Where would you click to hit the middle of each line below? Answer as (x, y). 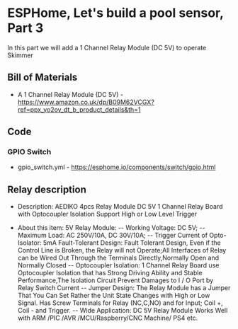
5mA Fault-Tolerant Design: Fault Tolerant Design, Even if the (132, 243)
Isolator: (29, 243)
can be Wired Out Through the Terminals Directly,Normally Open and (118, 258)
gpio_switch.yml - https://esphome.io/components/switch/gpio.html (117, 167)
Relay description (47, 189)
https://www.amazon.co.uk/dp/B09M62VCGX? (86, 102)
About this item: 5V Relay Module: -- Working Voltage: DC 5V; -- (111, 228)
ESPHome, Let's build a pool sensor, (115, 13)
